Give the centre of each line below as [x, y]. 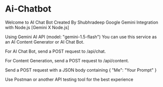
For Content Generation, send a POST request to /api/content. [67, 60]
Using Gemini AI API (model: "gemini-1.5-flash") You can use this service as [81, 37]
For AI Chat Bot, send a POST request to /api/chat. [55, 51]
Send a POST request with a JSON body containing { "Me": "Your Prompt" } [81, 70]
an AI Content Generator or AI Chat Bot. [45, 42]
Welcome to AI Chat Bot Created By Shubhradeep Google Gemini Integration [82, 22]
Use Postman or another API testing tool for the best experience [69, 79]
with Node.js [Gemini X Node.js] [37, 27]
